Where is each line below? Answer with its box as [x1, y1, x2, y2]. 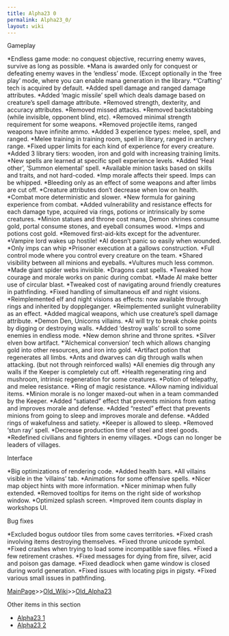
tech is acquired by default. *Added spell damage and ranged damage [7, 84, 206, 93]
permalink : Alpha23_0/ [7, 16, 72, 23]
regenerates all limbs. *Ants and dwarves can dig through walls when [7, 354, 204, 362]
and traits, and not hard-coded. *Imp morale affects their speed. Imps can [7, 171, 216, 180]
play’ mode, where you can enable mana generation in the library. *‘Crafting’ [7, 77, 222, 85]
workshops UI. [7, 504, 48, 512]
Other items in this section [7, 600, 81, 609]
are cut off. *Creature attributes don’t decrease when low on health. [7, 186, 199, 194]
